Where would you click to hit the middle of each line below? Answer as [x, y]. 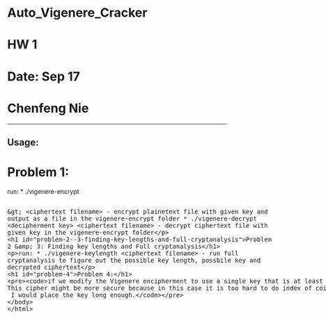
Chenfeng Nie [48, 108]
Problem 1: [38, 172]
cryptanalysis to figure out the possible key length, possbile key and [134, 260]
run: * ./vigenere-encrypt [43, 191]
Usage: [23, 142]
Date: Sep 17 [44, 76]
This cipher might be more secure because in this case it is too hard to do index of [160, 288]
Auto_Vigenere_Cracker [77, 13]
